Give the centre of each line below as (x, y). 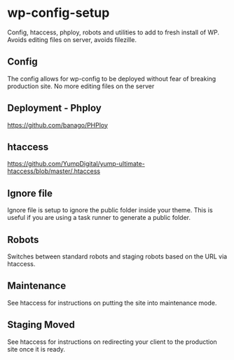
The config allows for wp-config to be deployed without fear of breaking (112, 78)
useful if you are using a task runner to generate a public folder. (99, 218)
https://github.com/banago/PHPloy (58, 125)
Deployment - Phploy (54, 108)
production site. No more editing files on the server (81, 86)
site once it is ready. (36, 349)
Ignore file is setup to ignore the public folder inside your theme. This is (110, 210)
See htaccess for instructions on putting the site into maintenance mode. (112, 303)
